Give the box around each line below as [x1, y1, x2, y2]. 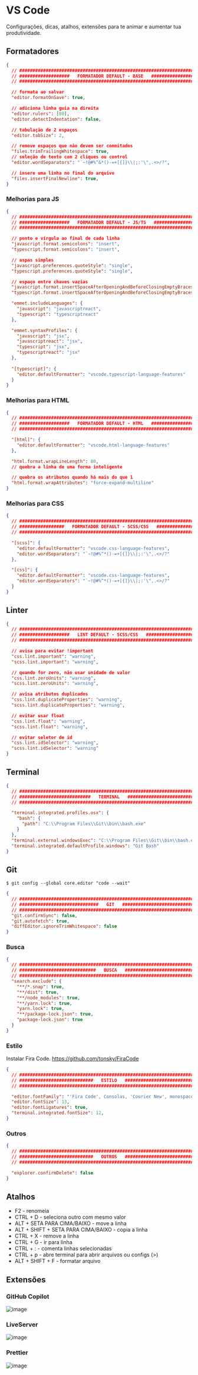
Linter [6, 605, 28, 615]
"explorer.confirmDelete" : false [11, 1170, 94, 1176]
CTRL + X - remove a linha [14, 1232, 80, 1239]
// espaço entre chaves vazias [11, 278, 88, 285]
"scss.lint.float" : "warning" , [11, 724, 88, 730]
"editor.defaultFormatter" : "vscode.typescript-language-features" [16, 371, 186, 378]
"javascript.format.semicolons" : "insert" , [11, 241, 120, 247]
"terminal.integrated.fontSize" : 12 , [11, 1110, 104, 1116]
